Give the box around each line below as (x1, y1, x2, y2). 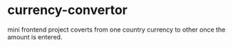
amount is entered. (7, 32, 63, 41)
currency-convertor (7, 2, 128, 18)
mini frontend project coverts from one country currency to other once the (7, 25, 226, 34)
